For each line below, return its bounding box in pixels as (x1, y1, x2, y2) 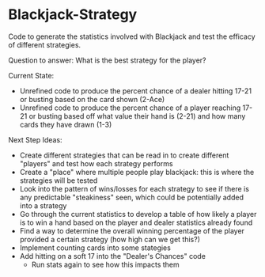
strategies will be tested (19, 176, 98, 185)
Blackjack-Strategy (8, 6, 138, 24)
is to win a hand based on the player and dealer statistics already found (19, 218, 253, 227)
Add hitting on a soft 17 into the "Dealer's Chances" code (19, 251, 206, 260)
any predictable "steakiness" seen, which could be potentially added (19, 192, 244, 202)
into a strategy (19, 200, 67, 211)
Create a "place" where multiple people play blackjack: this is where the (19, 167, 255, 176)
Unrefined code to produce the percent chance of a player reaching (19, 103, 241, 112)
